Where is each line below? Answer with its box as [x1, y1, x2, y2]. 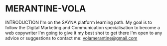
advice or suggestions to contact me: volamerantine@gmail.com [5, 35, 138, 41]
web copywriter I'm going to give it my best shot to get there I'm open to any [5, 30, 163, 36]
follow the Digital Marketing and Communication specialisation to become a [5, 24, 161, 30]
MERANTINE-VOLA [5, 3, 86, 14]
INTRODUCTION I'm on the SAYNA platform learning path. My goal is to [5, 19, 152, 25]
